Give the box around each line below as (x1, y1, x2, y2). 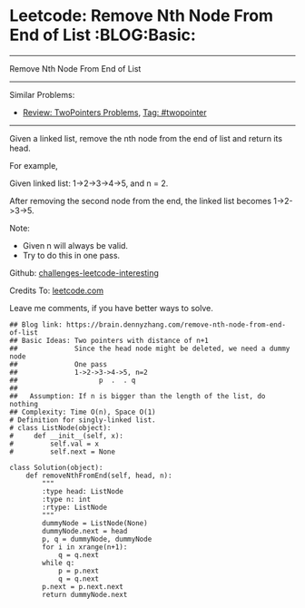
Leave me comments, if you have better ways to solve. (9, 302, 213, 313)
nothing (9, 399, 39, 408)
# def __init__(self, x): (9, 431, 124, 440)
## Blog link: (9, 319, 64, 329)
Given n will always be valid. (22, 240, 129, 250)
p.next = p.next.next (42, 582, 124, 591)
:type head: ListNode (42, 486, 124, 495)
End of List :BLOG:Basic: (9, 25, 197, 45)
